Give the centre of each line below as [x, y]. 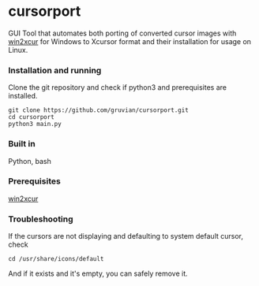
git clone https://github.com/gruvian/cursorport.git [99, 110]
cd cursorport [32, 117]
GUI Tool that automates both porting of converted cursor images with [122, 33]
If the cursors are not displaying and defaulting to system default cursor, [126, 236]
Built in [22, 144]
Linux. [18, 50]
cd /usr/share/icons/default [56, 259]
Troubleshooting [41, 219]
